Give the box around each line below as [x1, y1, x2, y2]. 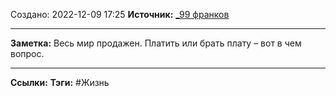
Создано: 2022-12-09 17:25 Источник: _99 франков [10, 9, 230, 20]
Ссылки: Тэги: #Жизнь [10, 77, 110, 88]
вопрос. [10, 48, 45, 59]
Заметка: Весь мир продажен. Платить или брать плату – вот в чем [10, 37, 302, 49]
